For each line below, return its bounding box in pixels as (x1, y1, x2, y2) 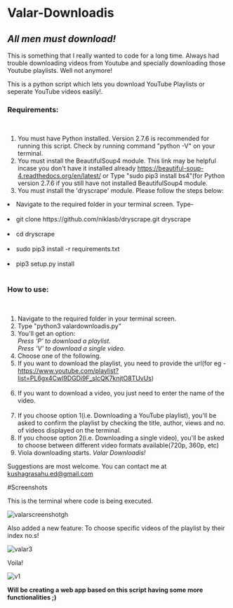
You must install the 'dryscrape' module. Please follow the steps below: (17, 187, 224, 195)
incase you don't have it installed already (17, 164, 136, 173)
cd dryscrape (16, 230, 55, 238)
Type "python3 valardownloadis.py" (17, 321, 121, 330)
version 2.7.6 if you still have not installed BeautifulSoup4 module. (17, 179, 208, 187)
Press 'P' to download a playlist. (17, 337, 111, 345)
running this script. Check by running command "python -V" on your (17, 142, 215, 150)
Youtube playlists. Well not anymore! (7, 67, 112, 74)
